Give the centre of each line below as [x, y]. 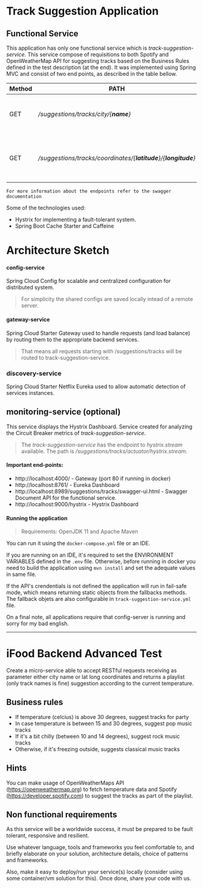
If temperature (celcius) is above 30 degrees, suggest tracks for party [102, 717]
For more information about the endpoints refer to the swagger [89, 191]
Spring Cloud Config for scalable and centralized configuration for [89, 281]
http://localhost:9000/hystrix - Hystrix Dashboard [77, 504]
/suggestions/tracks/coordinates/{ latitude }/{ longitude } [117, 158]
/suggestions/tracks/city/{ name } [85, 114]
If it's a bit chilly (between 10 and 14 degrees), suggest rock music [97, 736]
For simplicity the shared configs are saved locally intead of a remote [107, 299]
